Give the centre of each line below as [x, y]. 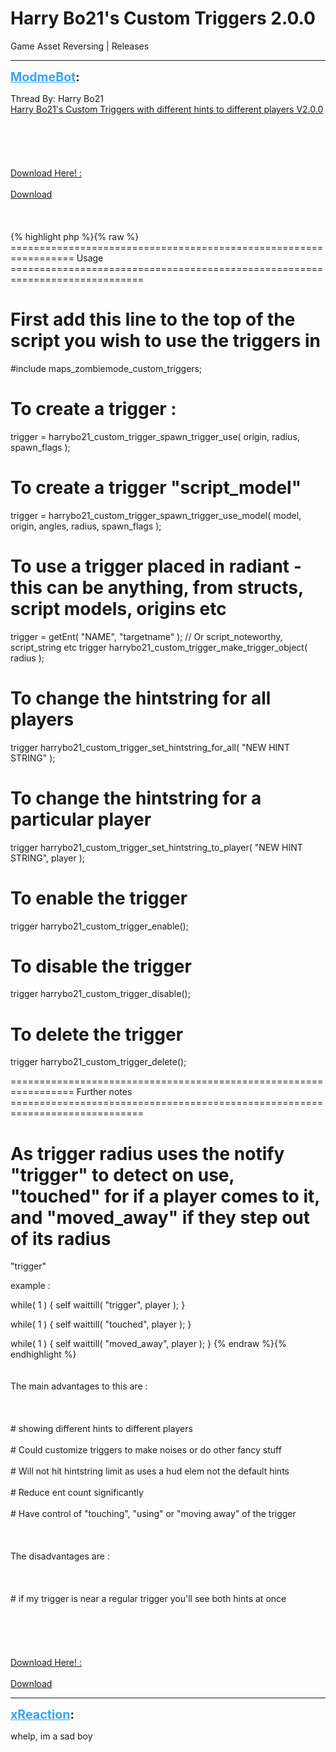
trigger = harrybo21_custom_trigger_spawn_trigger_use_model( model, [156, 515]
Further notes [104, 1092]
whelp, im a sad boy [51, 1736]
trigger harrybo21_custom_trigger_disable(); [100, 994]
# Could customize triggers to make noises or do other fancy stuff [146, 1450]
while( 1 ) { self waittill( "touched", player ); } [101, 1324]
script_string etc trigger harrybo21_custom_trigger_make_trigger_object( [159, 647]
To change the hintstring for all [141, 698]
